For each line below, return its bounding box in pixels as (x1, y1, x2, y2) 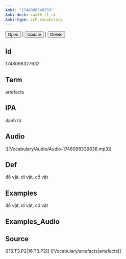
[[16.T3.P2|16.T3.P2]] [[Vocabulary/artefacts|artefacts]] (5, 248, 121, 254)
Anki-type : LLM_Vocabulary (5, 17, 63, 22)
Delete (50, 32, 63, 37)
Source (5, 234, 29, 243)
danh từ (5, 117, 22, 123)
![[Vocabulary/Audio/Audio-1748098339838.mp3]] (5, 146, 112, 152)
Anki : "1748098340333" (5, 7, 54, 13)
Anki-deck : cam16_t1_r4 (5, 12, 56, 17)
